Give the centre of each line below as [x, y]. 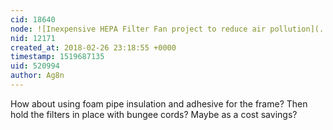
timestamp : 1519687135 [57, 57]
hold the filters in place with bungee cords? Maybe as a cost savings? [154, 114]
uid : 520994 [35, 66]
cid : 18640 [33, 19]
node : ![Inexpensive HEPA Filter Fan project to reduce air [138, 29]
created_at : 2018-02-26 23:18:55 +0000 [93, 47]
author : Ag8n [37, 76]
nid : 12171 [33, 38]
